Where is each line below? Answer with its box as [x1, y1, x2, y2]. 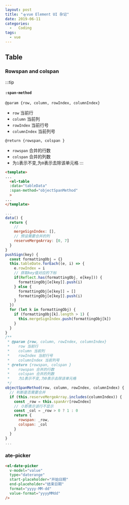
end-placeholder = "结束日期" [9, 482, 64, 487]
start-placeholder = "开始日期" [9, 477, 69, 482]
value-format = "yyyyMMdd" [9, 491, 61, 496]
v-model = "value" [9, 468, 43, 473]
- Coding [9, 26, 32, 31]
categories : [5, 21, 30, 26]
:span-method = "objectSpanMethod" [9, 188, 78, 193]
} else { [14, 284, 32, 289]
